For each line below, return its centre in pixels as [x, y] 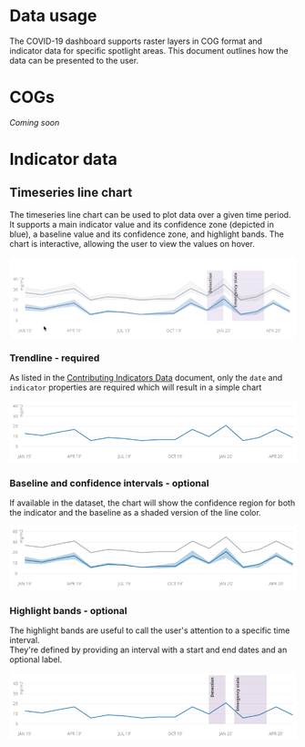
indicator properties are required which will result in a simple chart [136, 387]
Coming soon [35, 122]
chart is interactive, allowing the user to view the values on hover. [132, 243]
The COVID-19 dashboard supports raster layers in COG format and [136, 41]
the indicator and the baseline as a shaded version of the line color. [135, 512]
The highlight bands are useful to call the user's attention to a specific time [150, 630]
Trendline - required [55, 358]
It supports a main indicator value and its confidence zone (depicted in [142, 224]
